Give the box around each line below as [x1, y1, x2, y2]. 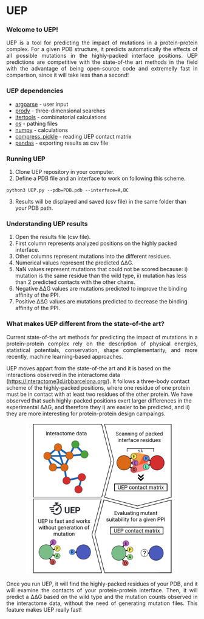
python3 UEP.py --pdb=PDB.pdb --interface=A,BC [6, 187, 129, 193]
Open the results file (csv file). [15, 233, 91, 241]
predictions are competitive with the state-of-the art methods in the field [6, 58, 198, 66]
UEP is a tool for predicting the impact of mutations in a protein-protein [6, 39, 198, 46]
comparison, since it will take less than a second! [6, 71, 129, 79]
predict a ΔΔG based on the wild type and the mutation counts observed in [6, 593, 198, 600]
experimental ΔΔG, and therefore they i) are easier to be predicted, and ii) [6, 403, 190, 410]
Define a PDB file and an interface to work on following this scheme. [15, 175, 186, 182]
